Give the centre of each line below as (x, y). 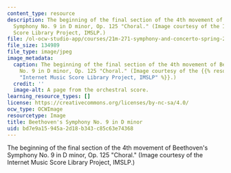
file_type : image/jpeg (40, 52)
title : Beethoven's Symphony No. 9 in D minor (75, 122)
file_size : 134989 (33, 45)
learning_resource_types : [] (49, 97)
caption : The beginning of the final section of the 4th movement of (115, 65)
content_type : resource (41, 13)
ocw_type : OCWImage (35, 109)
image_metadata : (30, 58)
